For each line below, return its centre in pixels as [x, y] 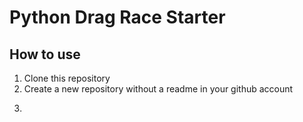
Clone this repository [67, 78]
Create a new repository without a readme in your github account [158, 89]
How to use [45, 54]
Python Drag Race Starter [117, 17]
